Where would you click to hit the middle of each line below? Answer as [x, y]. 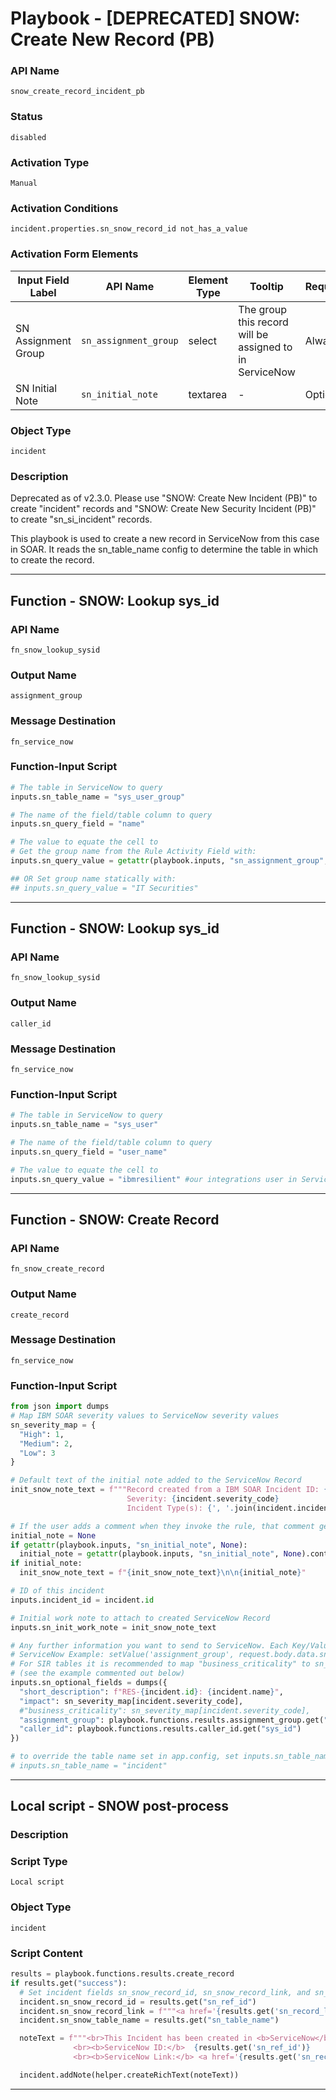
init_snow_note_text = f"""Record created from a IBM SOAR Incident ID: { [169, 1490]
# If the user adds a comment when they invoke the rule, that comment [162, 1526]
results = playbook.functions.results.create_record [122, 1974]
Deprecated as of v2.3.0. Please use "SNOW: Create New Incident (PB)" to [164, 498]
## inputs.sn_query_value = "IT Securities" [104, 888]
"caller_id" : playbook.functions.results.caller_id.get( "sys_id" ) [160, 1729]
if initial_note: [46, 1563]
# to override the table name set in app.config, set [125, 1757]
